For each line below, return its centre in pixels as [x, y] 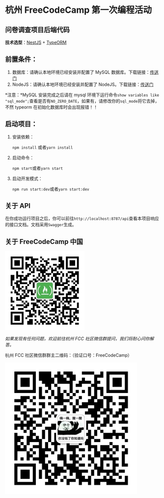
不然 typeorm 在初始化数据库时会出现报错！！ [52, 107]
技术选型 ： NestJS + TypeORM [36, 42]
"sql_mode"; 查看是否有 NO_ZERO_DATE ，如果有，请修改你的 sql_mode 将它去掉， [82, 101]
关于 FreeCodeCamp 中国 [44, 242]
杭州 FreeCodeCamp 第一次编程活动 [79, 10]
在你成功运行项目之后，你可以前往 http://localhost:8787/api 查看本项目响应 [82, 218]
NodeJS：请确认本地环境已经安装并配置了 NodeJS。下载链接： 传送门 [83, 84]
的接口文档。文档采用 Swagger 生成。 [41, 225]
